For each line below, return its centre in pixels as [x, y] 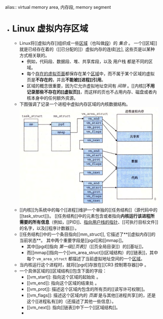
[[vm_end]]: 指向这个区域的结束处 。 [63, 283]
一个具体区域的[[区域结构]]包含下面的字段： [63, 271]
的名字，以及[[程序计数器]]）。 [49, 228]
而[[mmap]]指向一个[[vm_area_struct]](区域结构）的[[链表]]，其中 [92, 252]
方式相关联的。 [34, 55]
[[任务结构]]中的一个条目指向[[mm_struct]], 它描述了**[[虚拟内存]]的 [87, 234]
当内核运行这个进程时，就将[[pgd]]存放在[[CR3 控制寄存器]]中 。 [84, 264]
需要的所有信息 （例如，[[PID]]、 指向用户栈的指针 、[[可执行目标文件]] [89, 222]
